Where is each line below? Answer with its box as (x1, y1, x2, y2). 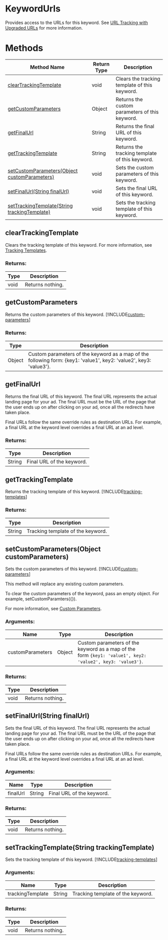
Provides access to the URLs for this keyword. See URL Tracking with (5, 20, 148, 26)
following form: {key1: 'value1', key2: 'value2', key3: (28, 357, 151, 364)
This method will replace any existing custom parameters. (5, 581, 124, 587)
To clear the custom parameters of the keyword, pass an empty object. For (5, 591, 159, 597)
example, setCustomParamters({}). (5, 596, 77, 602)
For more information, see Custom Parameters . (5, 606, 102, 612)
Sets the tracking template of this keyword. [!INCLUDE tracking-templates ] (5, 856, 157, 862)
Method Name (29, 64, 65, 71)
